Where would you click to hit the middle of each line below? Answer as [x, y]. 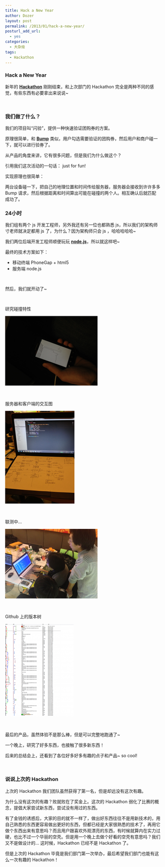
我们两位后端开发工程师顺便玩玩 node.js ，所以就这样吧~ [62, 242]
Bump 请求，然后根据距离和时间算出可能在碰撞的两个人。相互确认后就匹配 [81, 193]
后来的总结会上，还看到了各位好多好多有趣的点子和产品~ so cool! [71, 756]
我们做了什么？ [23, 116]
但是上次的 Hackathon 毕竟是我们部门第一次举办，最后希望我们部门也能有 [80, 853]
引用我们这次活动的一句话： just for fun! [46, 166]
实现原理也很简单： [25, 176]
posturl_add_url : [23, 31]
